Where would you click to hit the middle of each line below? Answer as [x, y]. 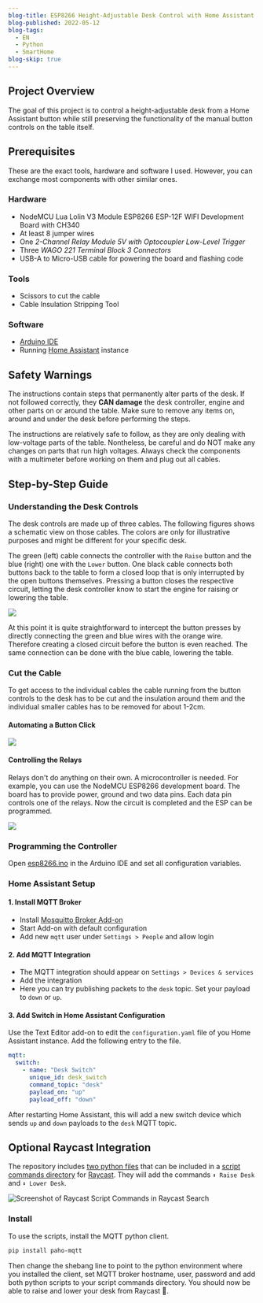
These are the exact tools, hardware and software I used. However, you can [130, 171]
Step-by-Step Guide [58, 484]
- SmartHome [35, 52]
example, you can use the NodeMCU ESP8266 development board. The [124, 786]
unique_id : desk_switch [68, 1078]
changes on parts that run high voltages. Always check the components [124, 451]
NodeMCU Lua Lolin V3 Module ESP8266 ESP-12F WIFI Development [131, 217]
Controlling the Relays [45, 760]
